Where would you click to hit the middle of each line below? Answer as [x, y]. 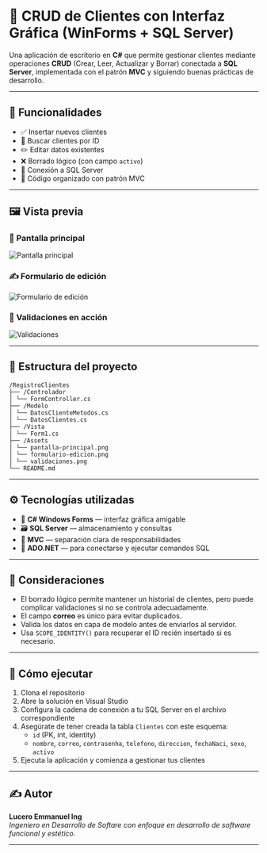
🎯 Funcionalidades [55, 113]
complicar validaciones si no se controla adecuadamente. [114, 608]
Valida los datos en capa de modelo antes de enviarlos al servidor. [128, 625]
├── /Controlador [38, 392]
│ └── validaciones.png [48, 461]
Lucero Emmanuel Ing [46, 817]
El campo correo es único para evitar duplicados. [101, 616]
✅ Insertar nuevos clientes [64, 132]
